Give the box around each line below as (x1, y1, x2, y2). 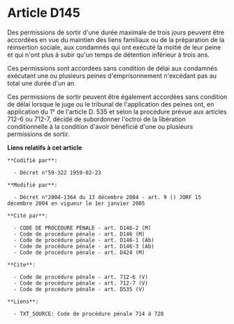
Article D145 (7, 5, 80, 21)
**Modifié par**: (7, 181, 58, 189)
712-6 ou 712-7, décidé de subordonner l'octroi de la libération (7, 114, 187, 123)
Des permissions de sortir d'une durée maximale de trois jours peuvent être (7, 28, 225, 36)
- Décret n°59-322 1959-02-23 (13, 169, 101, 176)
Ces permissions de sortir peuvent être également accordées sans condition (7, 93, 228, 101)
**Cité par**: (7, 212, 49, 219)
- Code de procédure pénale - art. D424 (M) (13, 249, 145, 256)
